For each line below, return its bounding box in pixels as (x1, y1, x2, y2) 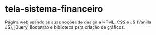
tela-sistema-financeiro (5, 3, 103, 14)
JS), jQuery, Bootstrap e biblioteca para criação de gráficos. (5, 24, 125, 30)
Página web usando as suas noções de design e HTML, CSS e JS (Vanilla (5, 19, 152, 25)
